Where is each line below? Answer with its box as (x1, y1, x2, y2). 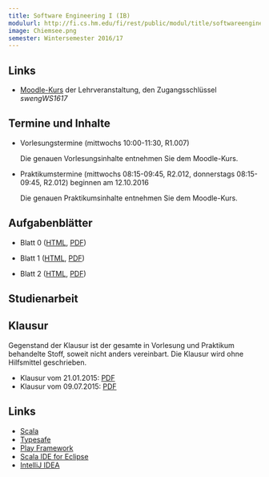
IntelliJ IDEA (19, 460, 60, 470)
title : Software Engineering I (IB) (8, 11, 130, 20)
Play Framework (19, 443, 74, 453)
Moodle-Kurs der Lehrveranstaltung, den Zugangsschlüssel (19, 85, 218, 95)
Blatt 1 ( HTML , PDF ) (19, 253, 86, 263)
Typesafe (19, 435, 51, 444)
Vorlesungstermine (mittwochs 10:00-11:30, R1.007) (19, 138, 190, 148)
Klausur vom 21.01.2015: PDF (19, 373, 115, 382)
